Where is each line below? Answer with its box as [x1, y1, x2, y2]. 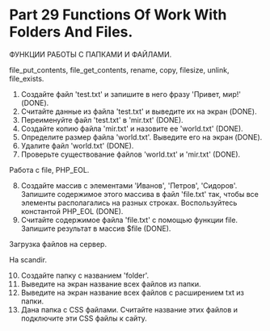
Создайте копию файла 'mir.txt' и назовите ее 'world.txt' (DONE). [20, 124, 243, 133]
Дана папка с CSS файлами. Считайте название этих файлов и [20, 304, 238, 314]
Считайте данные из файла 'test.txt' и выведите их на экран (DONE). [20, 107, 257, 116]
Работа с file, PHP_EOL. [9, 165, 90, 174]
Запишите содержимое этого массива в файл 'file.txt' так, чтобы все [20, 189, 259, 199]
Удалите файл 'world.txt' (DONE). [20, 140, 134, 150]
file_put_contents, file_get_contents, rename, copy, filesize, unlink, [9, 65, 230, 74]
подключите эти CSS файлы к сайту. [20, 313, 148, 323]
